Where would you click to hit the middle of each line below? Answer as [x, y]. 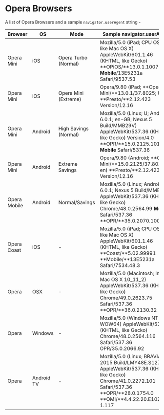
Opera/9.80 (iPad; [121, 87]
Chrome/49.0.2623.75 [126, 298]
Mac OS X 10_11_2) [123, 279]
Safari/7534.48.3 [120, 265]
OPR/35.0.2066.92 [122, 349]
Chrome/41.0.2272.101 [128, 381]
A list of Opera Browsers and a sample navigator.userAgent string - [73, 22]
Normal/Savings [77, 202]
